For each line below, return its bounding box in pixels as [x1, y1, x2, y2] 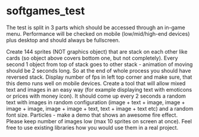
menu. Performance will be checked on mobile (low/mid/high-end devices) [6, 30, 190, 37]
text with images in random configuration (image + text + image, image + [6, 98, 186, 105]
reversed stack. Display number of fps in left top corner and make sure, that [6, 73, 192, 80]
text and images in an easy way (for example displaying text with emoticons [6, 86, 192, 93]
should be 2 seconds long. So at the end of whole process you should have [6, 67, 191, 74]
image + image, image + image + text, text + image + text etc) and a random [6, 105, 194, 112]
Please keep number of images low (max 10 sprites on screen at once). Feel [6, 117, 192, 124]
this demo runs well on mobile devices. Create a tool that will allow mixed [6, 79, 186, 87]
